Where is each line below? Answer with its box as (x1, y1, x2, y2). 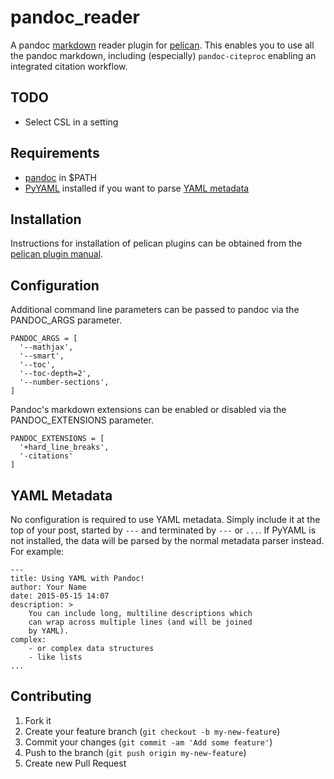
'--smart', (19, 351, 65, 361)
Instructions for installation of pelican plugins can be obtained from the (10, 237, 303, 250)
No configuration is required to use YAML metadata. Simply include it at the (10, 514, 321, 525)
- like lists (28, 652, 83, 662)
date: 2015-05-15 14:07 (10, 591, 110, 601)
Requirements (10, 145, 100, 162)
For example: (10, 546, 65, 557)
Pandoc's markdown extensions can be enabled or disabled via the (10, 404, 287, 416)
